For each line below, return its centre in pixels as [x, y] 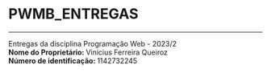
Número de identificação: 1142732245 [73, 60]
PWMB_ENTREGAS [73, 14]
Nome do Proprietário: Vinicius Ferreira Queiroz [88, 52]
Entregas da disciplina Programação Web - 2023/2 [93, 43]
